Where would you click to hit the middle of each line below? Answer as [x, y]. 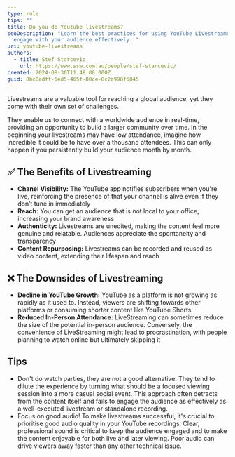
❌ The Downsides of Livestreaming [85, 278]
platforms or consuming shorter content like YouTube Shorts [104, 310]
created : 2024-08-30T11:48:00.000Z [59, 72]
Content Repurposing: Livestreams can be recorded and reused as [114, 249]
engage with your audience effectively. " [76, 40]
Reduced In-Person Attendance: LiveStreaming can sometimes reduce [120, 317]
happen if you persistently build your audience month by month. [100, 150]
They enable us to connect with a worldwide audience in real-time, [104, 120]
